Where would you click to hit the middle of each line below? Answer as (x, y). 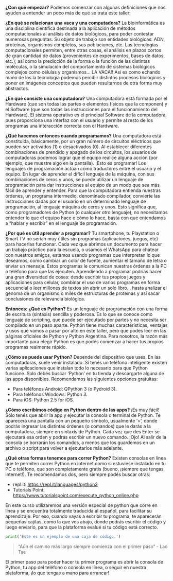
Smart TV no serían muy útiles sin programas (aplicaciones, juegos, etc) (82, 239)
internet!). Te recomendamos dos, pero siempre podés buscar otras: (78, 474)
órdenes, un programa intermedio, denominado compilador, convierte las (83, 196)
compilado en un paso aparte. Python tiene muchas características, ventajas (86, 325)
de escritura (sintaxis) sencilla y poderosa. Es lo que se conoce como (79, 314)
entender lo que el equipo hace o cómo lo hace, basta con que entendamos (86, 218)
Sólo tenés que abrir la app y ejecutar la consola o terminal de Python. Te (83, 415)
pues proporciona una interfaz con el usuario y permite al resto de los (79, 120)
